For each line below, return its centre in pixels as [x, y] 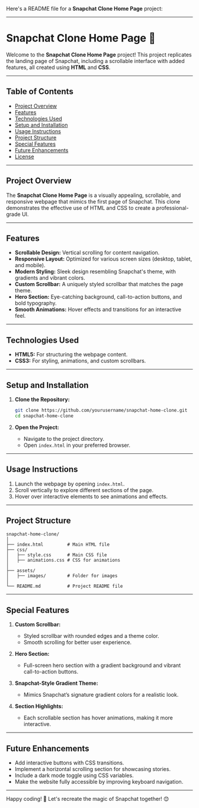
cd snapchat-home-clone [44, 416]
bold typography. [36, 303]
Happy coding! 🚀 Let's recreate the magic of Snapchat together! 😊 [88, 799]
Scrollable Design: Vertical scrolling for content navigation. [87, 253]
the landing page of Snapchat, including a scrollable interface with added [95, 61]
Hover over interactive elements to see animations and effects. [91, 496]
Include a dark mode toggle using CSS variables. [74, 775]
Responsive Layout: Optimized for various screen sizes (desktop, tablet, [103, 259]
